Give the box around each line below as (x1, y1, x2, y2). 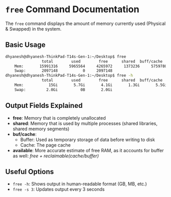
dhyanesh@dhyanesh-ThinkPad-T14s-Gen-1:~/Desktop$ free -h (5, 73, 133, 78)
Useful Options (5, 167, 54, 176)
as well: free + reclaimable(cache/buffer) (12, 153, 99, 159)
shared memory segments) (12, 126, 70, 132)
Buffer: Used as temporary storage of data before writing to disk (20, 136, 155, 143)
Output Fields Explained (5, 101, 83, 110)
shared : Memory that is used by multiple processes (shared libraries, (12, 120, 158, 126)
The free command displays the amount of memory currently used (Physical (5, 20, 166, 26)
